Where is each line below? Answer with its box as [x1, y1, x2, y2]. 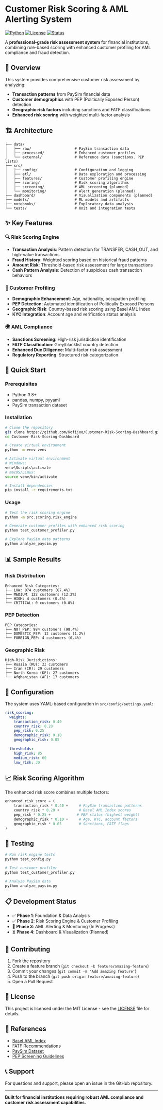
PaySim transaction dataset [12, 402, 67, 408]
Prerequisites [5, 381, 37, 388]
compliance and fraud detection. [5, 50, 70, 55]
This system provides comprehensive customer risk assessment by [5, 76, 140, 82]
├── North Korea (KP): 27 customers [5, 670, 79, 675]
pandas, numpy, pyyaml [12, 397, 60, 403]
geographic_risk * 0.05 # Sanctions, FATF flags [14, 821, 130, 826]
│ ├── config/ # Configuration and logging [5, 167, 133, 172]
